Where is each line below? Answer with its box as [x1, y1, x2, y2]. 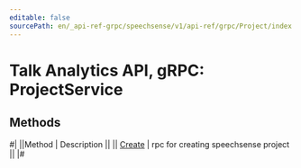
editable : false [9, 13, 70, 22]
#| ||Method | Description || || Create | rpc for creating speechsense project [9, 138, 290, 149]
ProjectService [9, 79, 123, 100]
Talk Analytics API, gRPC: [9, 60, 205, 81]
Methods [9, 115, 61, 130]
